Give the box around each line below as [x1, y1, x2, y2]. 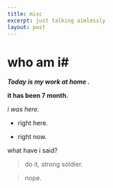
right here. [17, 118, 48, 128]
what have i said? [7, 146, 58, 155]
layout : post [7, 23, 46, 31]
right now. [17, 133, 47, 141]
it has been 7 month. [7, 92, 69, 100]
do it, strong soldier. [24, 160, 83, 169]
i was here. [7, 105, 40, 114]
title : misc [7, 10, 42, 18]
